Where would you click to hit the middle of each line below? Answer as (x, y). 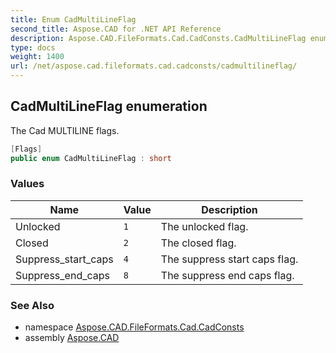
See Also (32, 305)
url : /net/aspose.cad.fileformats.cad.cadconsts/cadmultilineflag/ (154, 66)
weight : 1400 (37, 57)
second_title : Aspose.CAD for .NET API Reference (116, 29)
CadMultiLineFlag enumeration (109, 106)
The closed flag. (198, 243)
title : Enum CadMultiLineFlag (73, 19)
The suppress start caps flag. (229, 259)
